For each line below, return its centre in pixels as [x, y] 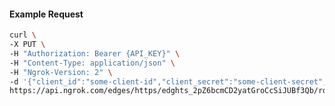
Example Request [46, 14]
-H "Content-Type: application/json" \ [92, 63]
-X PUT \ [27, 45]
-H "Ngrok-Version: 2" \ [61, 72]
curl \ [23, 35]
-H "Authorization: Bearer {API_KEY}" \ [95, 53]
